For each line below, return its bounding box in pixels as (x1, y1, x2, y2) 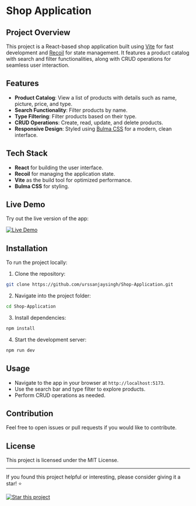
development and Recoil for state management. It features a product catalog (6, 49, 190, 56)
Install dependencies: (14, 314, 66, 321)
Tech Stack (6, 148, 48, 159)
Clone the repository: (14, 271, 66, 278)
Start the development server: (14, 336, 87, 343)
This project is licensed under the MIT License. (6, 457, 119, 464)
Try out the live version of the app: (6, 215, 89, 222)
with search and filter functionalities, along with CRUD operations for (6, 56, 171, 62)
